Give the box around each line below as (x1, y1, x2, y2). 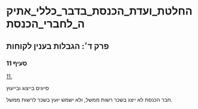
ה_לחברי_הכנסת (6, 17, 85, 31)
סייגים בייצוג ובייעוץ (6, 84, 49, 92)
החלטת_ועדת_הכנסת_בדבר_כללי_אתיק (6, 4, 193, 18)
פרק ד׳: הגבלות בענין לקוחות (6, 41, 109, 51)
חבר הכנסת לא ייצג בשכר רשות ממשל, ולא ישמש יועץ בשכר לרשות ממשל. (6, 96, 173, 103)
